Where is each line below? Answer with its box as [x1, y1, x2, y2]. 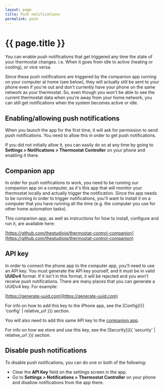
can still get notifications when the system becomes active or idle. [5, 100, 139, 106]
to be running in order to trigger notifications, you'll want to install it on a [5, 195, 151, 201]
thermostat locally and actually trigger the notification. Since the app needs [5, 190, 157, 196]
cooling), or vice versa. [5, 64, 51, 70]
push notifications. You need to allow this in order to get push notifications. [5, 132, 157, 138]
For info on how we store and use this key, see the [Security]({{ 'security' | [5, 327, 156, 332]
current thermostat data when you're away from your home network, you [5, 94, 153, 101]
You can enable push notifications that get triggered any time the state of [5, 54, 153, 60]
